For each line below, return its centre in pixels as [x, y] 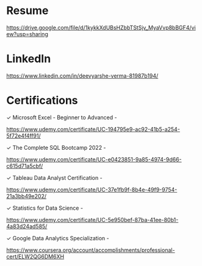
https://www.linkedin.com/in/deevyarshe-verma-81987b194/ [82, 76]
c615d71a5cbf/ [25, 166]
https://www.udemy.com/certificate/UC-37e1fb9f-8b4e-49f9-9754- [92, 190]
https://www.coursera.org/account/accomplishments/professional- [91, 250]
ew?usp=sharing [27, 34]
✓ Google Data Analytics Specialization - [58, 238]
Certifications [42, 101]
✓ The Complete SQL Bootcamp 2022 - [56, 147]
